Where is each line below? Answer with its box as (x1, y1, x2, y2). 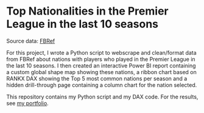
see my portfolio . (6, 99, 49, 107)
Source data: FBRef (6, 37, 55, 44)
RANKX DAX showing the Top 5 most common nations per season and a (6, 75, 188, 82)
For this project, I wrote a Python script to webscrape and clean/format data (6, 49, 197, 56)
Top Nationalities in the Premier (6, 4, 169, 18)
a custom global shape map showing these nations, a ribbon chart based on (6, 68, 197, 75)
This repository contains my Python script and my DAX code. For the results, (6, 93, 199, 100)
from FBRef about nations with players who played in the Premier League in (6, 55, 196, 63)
